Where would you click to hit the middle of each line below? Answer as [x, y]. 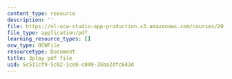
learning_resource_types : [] [49, 39]
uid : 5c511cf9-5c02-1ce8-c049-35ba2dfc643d [71, 65]
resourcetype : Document [41, 52]
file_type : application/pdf [48, 33]
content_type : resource [41, 13]
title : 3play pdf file [40, 58]
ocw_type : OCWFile [33, 45]
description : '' [30, 20]
